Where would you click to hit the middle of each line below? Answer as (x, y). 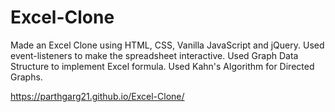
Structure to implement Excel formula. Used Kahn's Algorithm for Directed (162, 66)
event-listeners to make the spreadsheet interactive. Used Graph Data (154, 55)
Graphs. (26, 77)
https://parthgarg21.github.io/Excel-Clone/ (97, 96)
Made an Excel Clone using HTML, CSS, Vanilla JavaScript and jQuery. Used (167, 45)
